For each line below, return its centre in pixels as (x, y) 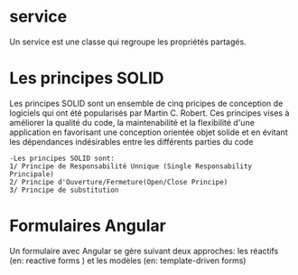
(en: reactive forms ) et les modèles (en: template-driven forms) (128, 261)
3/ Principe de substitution (64, 190)
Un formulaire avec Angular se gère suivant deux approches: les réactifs (144, 251)
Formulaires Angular (88, 226)
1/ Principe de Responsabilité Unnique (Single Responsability (131, 166)
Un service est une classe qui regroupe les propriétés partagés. (128, 42)
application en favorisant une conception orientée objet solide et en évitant (149, 132)
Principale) (32, 174)
